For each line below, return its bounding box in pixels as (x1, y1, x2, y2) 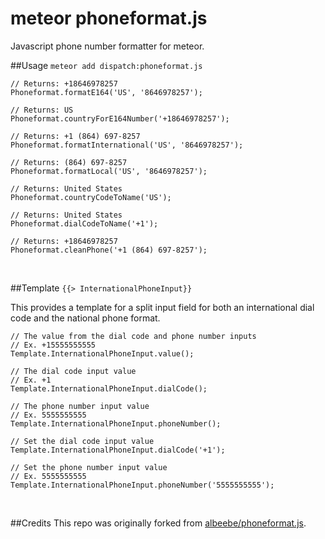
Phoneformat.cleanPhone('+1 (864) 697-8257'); (10, 245, 208, 255)
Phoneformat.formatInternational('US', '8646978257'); (10, 140, 244, 150)
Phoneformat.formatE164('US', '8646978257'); (10, 87, 203, 97)
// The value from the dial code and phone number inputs (10, 331, 257, 341)
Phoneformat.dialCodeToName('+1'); (10, 218, 159, 229)
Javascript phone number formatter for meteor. (10, 40, 205, 52)
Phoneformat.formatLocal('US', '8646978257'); (10, 166, 208, 176)
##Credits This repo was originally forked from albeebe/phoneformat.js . (10, 517, 307, 529)
